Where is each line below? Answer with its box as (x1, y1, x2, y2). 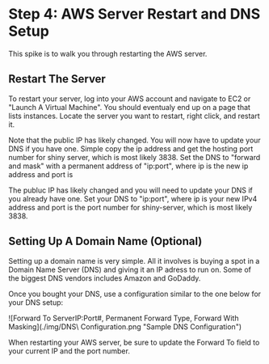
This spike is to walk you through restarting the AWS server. (8, 49, 208, 58)
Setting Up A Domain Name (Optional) (8, 235, 203, 248)
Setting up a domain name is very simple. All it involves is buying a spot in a (8, 256, 260, 265)
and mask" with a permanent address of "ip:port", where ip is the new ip (8, 161, 249, 171)
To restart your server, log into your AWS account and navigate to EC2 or (8, 94, 251, 104)
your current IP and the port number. (8, 345, 131, 356)
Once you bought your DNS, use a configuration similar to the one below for (8, 289, 261, 298)
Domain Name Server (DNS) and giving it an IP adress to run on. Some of (8, 265, 252, 274)
